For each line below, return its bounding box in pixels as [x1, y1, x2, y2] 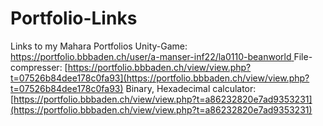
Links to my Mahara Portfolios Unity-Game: [10, 40, 188, 52]
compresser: [10, 61, 63, 73]
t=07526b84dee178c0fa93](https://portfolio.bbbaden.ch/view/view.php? [10, 72, 310, 84]
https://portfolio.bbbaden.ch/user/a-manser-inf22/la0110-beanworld [10, 50, 292, 62]
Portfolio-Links [10, 7, 138, 30]
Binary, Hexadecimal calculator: [125, 82, 257, 94]
